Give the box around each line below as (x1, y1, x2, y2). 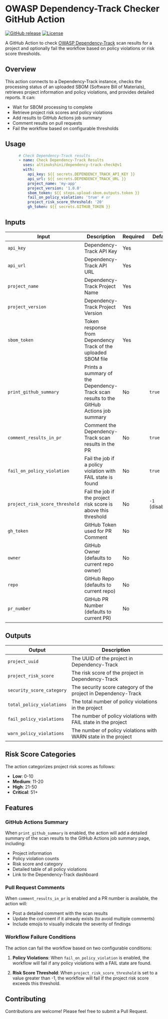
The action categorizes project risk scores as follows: (5, 763, 115, 769)
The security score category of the (71, 684, 153, 691)
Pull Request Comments (5, 884, 65, 891)
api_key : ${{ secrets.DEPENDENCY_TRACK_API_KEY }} (27, 172, 135, 177)
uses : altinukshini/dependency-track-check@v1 (23, 162, 122, 168)
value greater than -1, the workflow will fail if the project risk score (12, 975, 149, 981)
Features (5, 803, 33, 812)
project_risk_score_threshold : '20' (27, 200, 104, 205)
